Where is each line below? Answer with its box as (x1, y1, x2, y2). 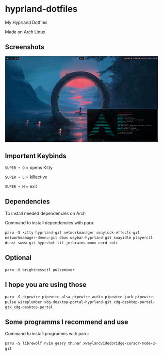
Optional (5, 254, 32, 262)
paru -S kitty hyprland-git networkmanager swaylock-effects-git (5, 230, 140, 235)
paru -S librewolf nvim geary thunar (5, 341, 81, 346)
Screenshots (5, 43, 45, 51)
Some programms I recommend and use (5, 318, 129, 326)
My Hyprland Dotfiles (5, 19, 48, 25)
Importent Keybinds (5, 152, 66, 160)
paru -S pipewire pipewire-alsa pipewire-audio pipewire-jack (5, 294, 133, 299)
